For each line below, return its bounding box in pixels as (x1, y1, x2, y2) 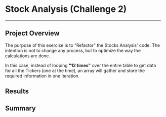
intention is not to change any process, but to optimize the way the (5, 47, 141, 53)
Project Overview (5, 29, 60, 38)
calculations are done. (5, 53, 50, 59)
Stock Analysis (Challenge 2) (5, 3, 127, 15)
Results (5, 87, 29, 96)
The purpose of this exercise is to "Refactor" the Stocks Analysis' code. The (5, 42, 160, 48)
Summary (5, 104, 36, 112)
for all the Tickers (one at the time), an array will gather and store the (5, 68, 145, 74)
